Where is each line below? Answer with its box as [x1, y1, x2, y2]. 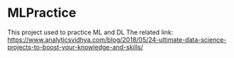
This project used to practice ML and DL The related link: [7, 28, 174, 36]
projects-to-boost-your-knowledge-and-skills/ [7, 43, 143, 51]
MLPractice [7, 5, 77, 21]
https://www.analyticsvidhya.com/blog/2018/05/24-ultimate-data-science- [7, 35, 227, 43]
